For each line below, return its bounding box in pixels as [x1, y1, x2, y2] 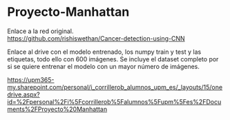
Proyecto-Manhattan [7, 4, 130, 20]
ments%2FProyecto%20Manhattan [7, 105, 108, 113]
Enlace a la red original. [7, 27, 74, 35]
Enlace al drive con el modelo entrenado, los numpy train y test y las [7, 48, 202, 56]
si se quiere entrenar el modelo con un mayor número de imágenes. [7, 62, 200, 70]
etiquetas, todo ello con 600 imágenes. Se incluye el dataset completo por [7, 54, 219, 63]
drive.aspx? [7, 90, 40, 99]
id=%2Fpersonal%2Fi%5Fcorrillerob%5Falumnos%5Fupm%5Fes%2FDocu [7, 97, 222, 106]
